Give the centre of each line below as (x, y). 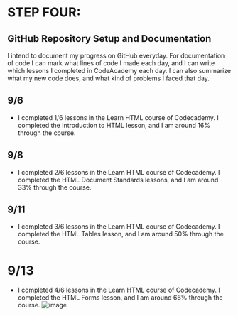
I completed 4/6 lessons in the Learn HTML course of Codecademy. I (119, 290)
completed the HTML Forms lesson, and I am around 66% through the (120, 298)
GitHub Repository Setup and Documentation (109, 39)
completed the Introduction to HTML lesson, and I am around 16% (114, 125)
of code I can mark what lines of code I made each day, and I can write (111, 63)
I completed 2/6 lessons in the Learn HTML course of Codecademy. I (119, 172)
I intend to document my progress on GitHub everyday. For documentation (116, 55)
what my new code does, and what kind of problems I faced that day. (108, 78)
